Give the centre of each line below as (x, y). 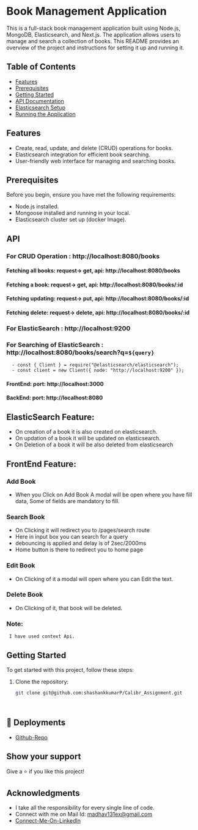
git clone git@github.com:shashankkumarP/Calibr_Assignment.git (99, 693)
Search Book (26, 517)
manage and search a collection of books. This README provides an (93, 41)
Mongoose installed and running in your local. (73, 213)
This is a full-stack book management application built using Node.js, (94, 28)
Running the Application (45, 114)
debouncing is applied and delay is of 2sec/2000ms (81, 543)
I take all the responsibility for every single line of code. (85, 808)
